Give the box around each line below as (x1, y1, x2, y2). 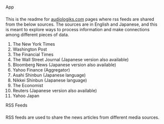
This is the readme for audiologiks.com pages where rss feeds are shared (5, 16, 155, 22)
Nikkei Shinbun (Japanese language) (12, 77, 87, 83)
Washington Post (12, 46, 47, 52)
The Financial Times (12, 51, 54, 57)
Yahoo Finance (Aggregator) (12, 67, 70, 72)
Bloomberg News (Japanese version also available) (12, 62, 117, 68)
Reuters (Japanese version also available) (12, 88, 97, 93)
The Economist (12, 82, 44, 88)
